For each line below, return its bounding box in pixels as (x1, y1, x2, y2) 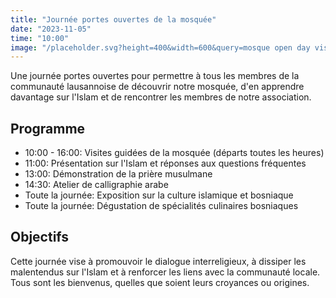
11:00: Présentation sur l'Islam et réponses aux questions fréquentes (24, 157, 307, 170)
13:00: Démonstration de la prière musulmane (24, 168, 213, 180)
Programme (10, 120, 86, 137)
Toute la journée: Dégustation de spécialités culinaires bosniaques (24, 200, 299, 212)
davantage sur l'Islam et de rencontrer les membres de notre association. (10, 91, 312, 103)
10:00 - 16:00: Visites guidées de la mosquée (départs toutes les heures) (24, 147, 325, 159)
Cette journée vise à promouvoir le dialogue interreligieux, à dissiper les (10, 255, 307, 267)
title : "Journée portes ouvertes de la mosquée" (10, 14, 217, 25)
